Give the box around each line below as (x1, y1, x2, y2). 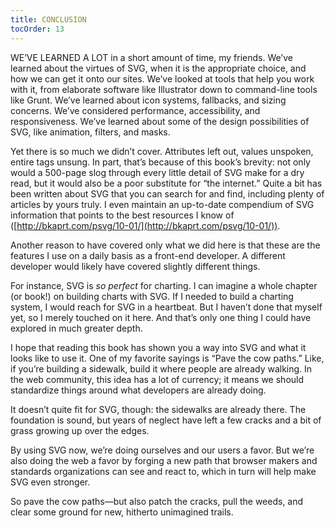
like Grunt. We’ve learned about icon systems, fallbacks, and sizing (10, 94, 287, 106)
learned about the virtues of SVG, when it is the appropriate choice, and (10, 62, 307, 74)
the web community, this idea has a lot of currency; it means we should (10, 373, 305, 385)
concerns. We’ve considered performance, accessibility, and (10, 104, 261, 116)
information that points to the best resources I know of (10, 209, 235, 221)
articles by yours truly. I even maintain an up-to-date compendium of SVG (10, 198, 315, 210)
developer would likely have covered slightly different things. (10, 260, 261, 272)
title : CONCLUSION (10, 14, 87, 25)
